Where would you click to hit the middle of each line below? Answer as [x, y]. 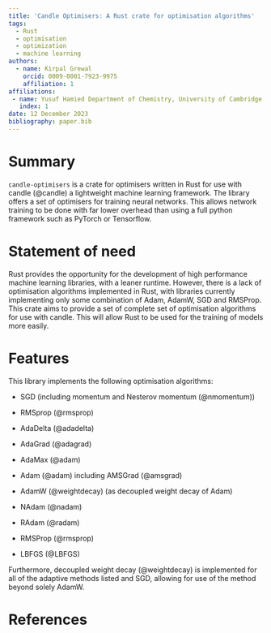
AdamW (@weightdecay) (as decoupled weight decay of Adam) [126, 491]
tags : [17, 24]
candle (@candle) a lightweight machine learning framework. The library [129, 192]
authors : [23, 62]
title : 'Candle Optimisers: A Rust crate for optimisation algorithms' [131, 16]
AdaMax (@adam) [50, 459]
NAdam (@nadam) [51, 506]
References [48, 620]
